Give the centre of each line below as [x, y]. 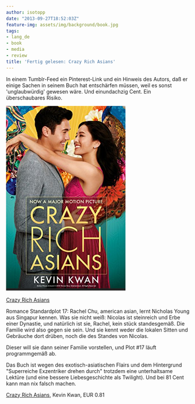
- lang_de [18, 37]
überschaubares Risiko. [34, 98]
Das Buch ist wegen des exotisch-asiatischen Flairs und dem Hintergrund [94, 365]
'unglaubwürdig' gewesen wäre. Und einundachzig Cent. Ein [79, 91]
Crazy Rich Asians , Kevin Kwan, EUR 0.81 [55, 395]
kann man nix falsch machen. [41, 384]
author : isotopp [26, 12]
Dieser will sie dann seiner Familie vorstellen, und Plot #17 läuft [81, 347]
